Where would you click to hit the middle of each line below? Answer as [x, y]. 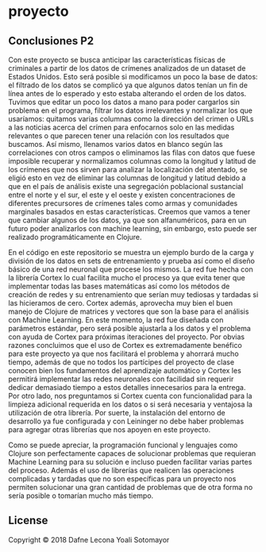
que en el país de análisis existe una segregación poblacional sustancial [126, 186]
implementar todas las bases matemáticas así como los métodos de [119, 286]
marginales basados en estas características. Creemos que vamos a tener [129, 212]
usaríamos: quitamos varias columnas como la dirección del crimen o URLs [131, 119]
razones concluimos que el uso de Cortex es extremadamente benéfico [125, 345]
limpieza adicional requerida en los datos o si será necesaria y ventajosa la [130, 404]
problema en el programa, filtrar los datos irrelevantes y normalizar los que [130, 110]
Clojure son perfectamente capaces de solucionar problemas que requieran [132, 454]
